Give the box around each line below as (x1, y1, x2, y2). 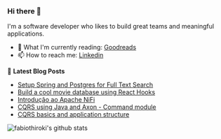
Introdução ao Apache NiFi (17, 96, 95, 104)
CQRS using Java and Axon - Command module (17, 103, 156, 111)
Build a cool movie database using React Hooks (17, 88, 156, 96)
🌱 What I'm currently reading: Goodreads (17, 43, 137, 52)
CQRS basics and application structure (17, 110, 130, 119)
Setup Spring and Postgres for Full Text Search (17, 80, 154, 89)
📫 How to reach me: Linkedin (17, 51, 104, 59)
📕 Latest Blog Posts (7, 67, 65, 75)
